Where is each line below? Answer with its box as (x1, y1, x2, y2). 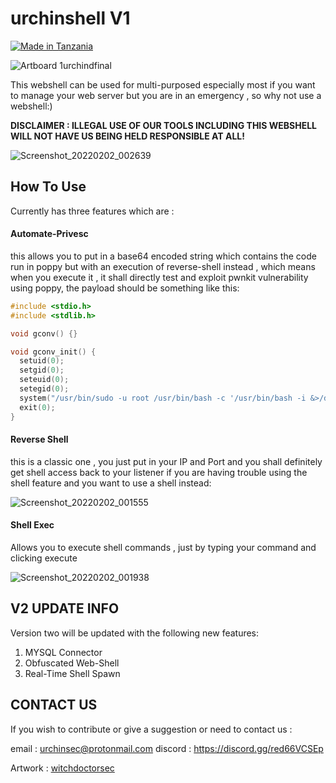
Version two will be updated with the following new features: (10, 627, 260, 639)
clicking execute (10, 552, 78, 564)
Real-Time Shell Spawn (24, 667, 121, 679)
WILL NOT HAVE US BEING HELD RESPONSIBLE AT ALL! (10, 130, 245, 142)
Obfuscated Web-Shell (24, 657, 120, 669)
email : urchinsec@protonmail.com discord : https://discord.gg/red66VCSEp (10, 742, 324, 754)
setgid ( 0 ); (19, 365, 65, 376)
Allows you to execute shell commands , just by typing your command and (10, 541, 317, 553)
